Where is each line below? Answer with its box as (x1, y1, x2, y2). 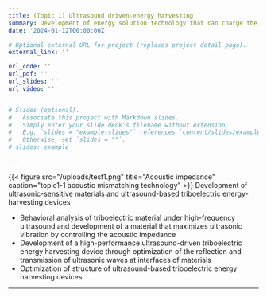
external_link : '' (8, 49, 69, 57)
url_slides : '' (8, 77, 59, 85)
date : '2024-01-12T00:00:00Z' (8, 26, 109, 34)
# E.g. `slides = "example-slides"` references (8, 128, 176, 136)
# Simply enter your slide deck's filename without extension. (8, 121, 229, 129)
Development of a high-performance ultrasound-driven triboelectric (19, 238, 242, 248)
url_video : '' (8, 84, 56, 92)
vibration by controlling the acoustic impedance (19, 229, 176, 239)
